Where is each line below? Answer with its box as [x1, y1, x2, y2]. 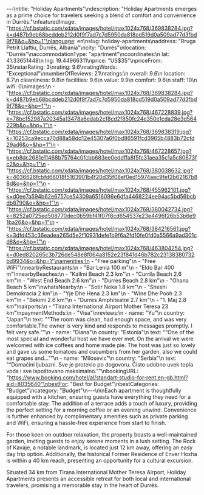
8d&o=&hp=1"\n [6, 180, 47, 187]
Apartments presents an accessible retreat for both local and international [6, 475, 191, 482]
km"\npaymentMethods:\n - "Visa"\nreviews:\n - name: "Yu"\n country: [6, 309, 185, 316]
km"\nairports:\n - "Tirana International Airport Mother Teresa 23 [6, 303, 169, 310]
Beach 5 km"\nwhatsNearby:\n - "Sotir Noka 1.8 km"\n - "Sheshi [6, 283, 167, 290]
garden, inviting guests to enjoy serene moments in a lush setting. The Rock [6, 438, 196, 444]
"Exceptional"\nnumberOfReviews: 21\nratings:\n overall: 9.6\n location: [6, 70, 186, 77]
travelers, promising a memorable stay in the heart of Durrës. [6, 482, 159, 489]
